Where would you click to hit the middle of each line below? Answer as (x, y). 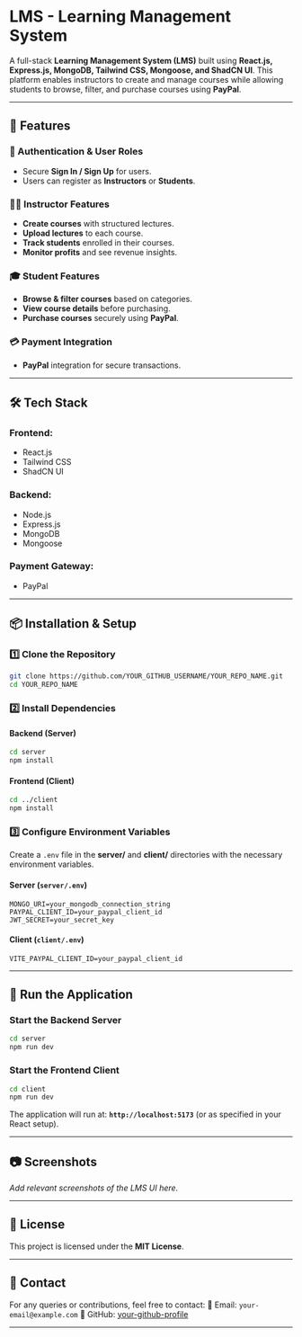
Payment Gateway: (52, 566)
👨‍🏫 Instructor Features (60, 204)
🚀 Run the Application (71, 995)
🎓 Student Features (55, 276)
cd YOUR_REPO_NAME (44, 685)
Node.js (37, 514)
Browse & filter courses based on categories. (107, 299)
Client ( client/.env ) (47, 940)
